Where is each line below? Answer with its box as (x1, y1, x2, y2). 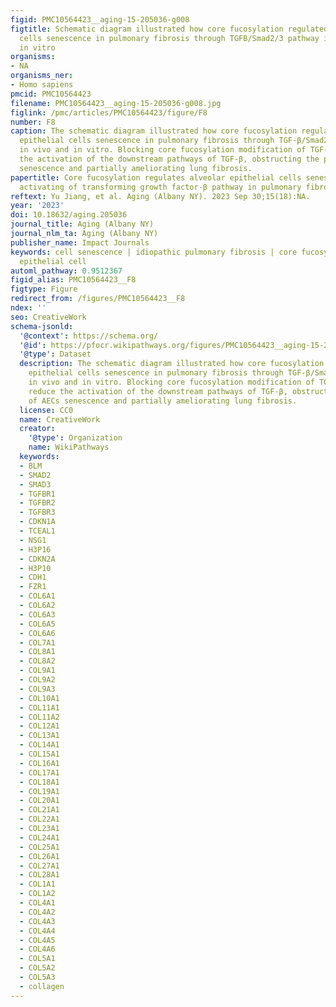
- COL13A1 (19, 731, 60, 741)
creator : (19, 424, 56, 434)
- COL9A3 (19, 684, 56, 694)
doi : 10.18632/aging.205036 (10, 210, 128, 220)
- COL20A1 (19, 796, 60, 806)
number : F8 (10, 117, 56, 127)
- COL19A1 (19, 786, 60, 796)
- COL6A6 (19, 628, 56, 638)
